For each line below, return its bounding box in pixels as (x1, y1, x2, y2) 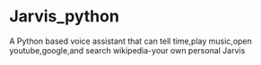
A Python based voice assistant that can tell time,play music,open (9, 36, 253, 46)
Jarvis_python (9, 6, 119, 27)
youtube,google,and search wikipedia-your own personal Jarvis (9, 45, 246, 55)
